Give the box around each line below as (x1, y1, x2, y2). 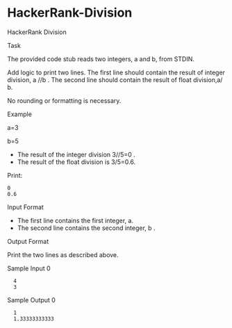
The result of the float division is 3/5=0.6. (17, 158, 136, 166)
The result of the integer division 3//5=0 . (17, 150, 135, 158)
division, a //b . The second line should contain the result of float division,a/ (7, 75, 223, 84)
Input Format (7, 203, 44, 211)
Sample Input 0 (7, 264, 51, 272)
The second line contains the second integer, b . (17, 224, 156, 232)
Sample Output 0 (7, 295, 56, 304)
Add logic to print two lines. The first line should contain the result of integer (7, 68, 226, 76)
